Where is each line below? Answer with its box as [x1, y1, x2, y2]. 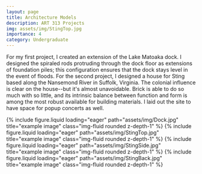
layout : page [6, 8, 39, 15]
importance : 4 [6, 31, 42, 37]
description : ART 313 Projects [6, 20, 85, 26]
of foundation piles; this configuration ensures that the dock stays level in [6, 66, 188, 73]
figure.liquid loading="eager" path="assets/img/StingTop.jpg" [6, 129, 159, 136]
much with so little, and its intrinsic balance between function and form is [6, 92, 188, 99]
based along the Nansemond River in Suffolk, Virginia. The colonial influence [6, 79, 196, 86]
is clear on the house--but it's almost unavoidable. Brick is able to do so [6, 85, 185, 92]
